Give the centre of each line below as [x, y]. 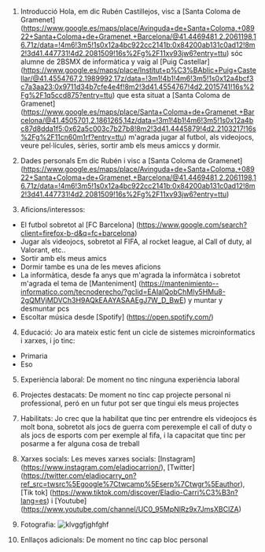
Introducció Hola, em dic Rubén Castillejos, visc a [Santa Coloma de [130, 11]
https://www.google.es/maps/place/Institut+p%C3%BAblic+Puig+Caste [140, 70]
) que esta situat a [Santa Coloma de [171, 95]
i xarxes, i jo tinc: [48, 341]
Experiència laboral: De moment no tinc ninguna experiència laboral [130, 379]
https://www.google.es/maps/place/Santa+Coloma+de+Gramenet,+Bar [139, 112]
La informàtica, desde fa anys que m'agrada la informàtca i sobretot [130, 275]
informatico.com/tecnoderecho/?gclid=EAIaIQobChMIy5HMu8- [123, 292]
